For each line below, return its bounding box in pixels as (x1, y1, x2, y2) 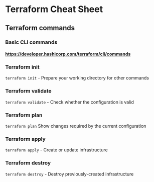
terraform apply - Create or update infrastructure (5, 147, 108, 153)
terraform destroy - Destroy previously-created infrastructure (5, 171, 134, 177)
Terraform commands (5, 24, 75, 32)
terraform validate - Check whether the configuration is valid (5, 99, 134, 105)
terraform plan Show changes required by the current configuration (5, 123, 146, 129)
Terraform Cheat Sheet (5, 4, 103, 15)
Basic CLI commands (5, 39, 58, 46)
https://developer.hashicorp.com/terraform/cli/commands (5, 51, 131, 57)
